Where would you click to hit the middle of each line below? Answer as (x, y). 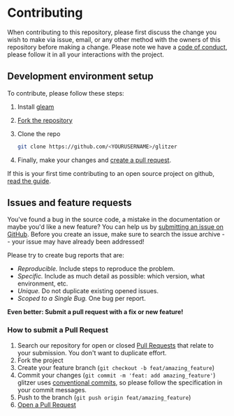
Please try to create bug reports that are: (66, 255)
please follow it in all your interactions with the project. (86, 54)
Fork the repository (45, 120)
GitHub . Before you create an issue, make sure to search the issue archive (114, 235)
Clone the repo (39, 133)
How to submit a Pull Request (58, 330)
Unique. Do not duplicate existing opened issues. (88, 291)
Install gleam (36, 107)
